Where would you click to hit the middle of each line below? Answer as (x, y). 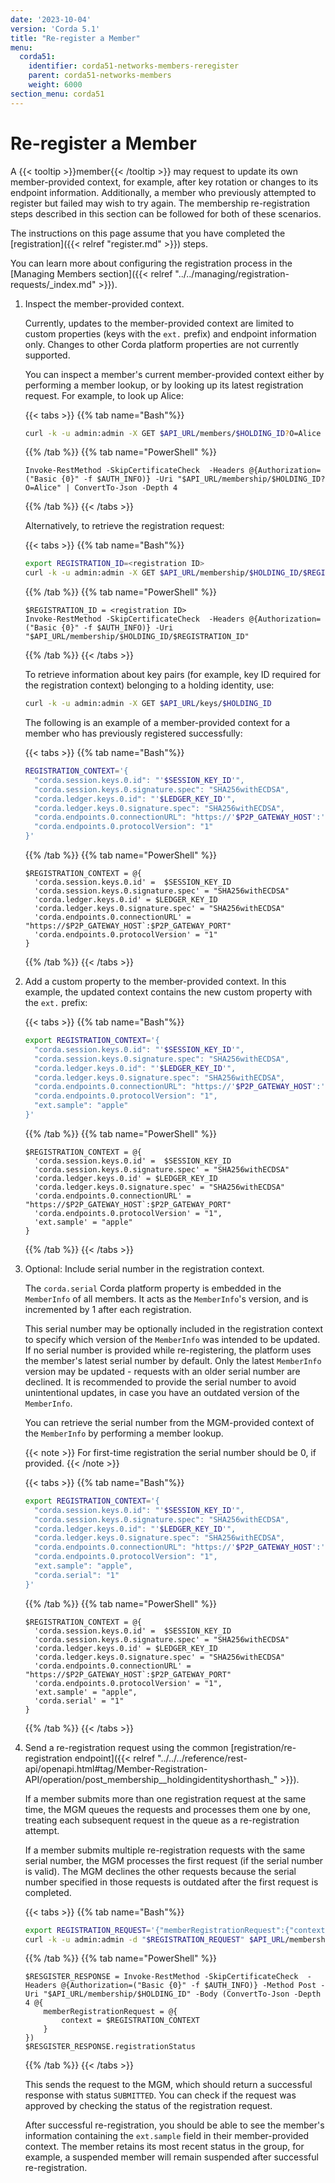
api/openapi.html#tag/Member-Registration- (116, 1768)
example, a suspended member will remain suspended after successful (171, 2157)
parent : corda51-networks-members (100, 76)
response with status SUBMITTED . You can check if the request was (160, 2095)
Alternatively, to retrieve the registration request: (124, 526)
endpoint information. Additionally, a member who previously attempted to (163, 192)
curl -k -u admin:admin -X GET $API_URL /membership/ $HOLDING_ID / (163, 573)
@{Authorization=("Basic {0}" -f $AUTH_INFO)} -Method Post (189, 1986)
